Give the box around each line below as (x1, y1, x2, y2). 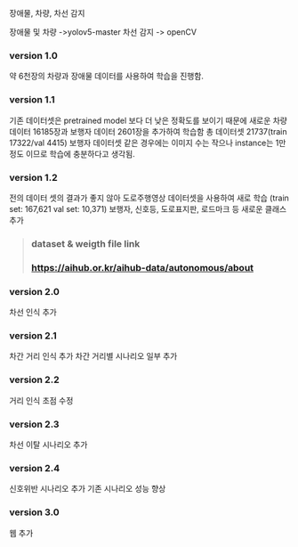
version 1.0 (9, 49, 58, 61)
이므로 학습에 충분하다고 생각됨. (25, 148, 135, 159)
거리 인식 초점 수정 (9, 395, 74, 405)
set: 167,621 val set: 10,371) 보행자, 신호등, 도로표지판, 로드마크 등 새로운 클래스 (9, 203, 287, 214)
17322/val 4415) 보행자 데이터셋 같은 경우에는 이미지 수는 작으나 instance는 (9, 137, 274, 148)
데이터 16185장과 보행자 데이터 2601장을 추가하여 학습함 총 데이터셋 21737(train (9, 126, 287, 136)
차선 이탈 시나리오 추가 (9, 439, 88, 450)
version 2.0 (9, 285, 60, 298)
